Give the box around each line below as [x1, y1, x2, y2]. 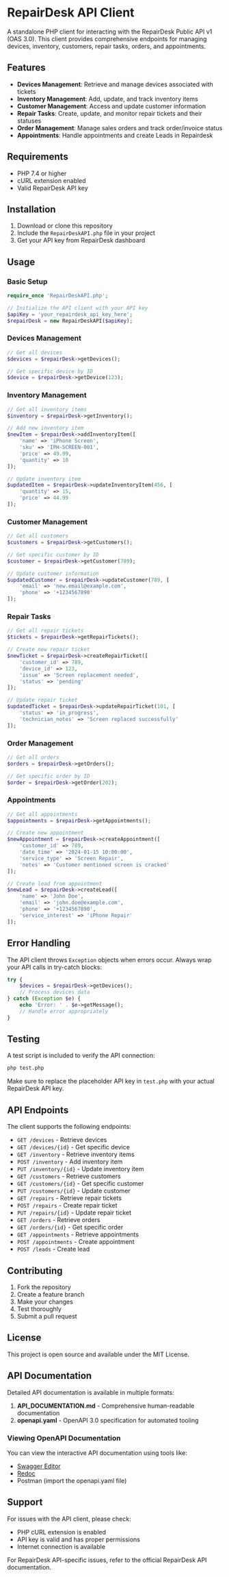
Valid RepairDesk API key [16, 184, 89, 192]
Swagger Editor [16, 1462, 62, 1470]
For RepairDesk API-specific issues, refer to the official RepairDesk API [7, 1556, 207, 1564]
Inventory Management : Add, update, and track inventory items [16, 95, 198, 103]
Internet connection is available [16, 1542, 106, 1550]
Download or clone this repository [16, 221, 113, 230]
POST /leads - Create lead [16, 1245, 90, 1254]
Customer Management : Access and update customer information [16, 101, 206, 110]
